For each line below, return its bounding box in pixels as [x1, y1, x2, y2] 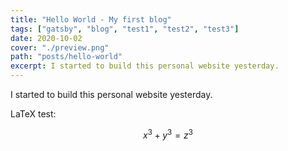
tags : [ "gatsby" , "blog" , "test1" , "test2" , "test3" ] [10, 24, 240, 34]
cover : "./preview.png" [10, 42, 110, 53]
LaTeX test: [10, 108, 57, 120]
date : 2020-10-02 [10, 33, 83, 43]
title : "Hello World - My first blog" [10, 14, 172, 25]
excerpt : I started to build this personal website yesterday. [10, 61, 280, 71]
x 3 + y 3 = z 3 [143, 127, 193, 141]
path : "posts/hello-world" [10, 52, 123, 62]
